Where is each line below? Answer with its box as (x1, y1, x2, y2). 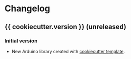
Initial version (4, 37, 38, 44)
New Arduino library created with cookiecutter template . (11, 48, 125, 54)
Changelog (4, 3, 50, 14)
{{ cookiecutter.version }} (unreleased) (4, 23, 127, 31)
